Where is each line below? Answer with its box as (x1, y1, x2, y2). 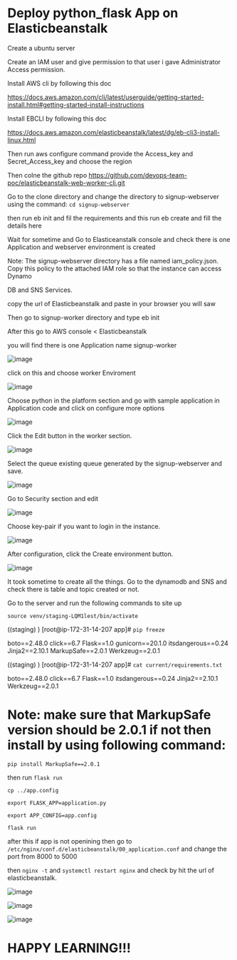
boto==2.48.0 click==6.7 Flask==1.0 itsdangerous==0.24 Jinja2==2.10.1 (7, 674, 218, 682)
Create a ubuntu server (7, 44, 76, 52)
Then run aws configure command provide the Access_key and (7, 149, 194, 158)
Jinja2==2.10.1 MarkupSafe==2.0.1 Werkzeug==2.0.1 (7, 646, 160, 655)
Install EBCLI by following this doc (7, 114, 107, 123)
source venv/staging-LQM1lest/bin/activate (7, 612, 139, 620)
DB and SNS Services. (7, 286, 73, 294)
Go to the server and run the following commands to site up (7, 598, 182, 607)
